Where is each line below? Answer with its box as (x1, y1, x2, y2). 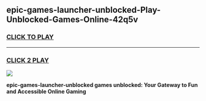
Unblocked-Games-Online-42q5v (6, 15, 139, 25)
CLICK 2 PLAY (6, 56, 49, 64)
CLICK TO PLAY (6, 33, 54, 42)
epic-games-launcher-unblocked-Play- (6, 5, 161, 15)
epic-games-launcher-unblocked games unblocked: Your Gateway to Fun (6, 81, 198, 88)
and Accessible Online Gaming (6, 88, 86, 95)
